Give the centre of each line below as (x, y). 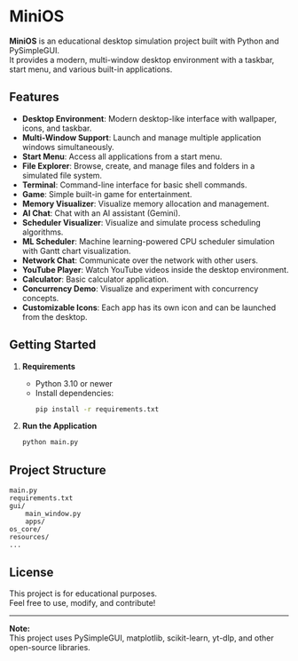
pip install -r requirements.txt (97, 409)
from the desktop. (55, 316)
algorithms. (43, 232)
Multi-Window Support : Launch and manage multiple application (141, 137)
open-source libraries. (50, 647)
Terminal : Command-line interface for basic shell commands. (134, 185)
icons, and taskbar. (57, 128)
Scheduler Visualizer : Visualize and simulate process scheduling (141, 222)
